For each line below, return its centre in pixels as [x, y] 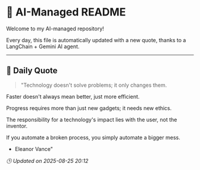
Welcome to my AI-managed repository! [55, 29]
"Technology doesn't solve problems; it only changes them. [94, 85]
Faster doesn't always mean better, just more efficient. [73, 96]
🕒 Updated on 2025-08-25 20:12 [47, 160]
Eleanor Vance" [34, 149]
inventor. [17, 126]
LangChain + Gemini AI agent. [43, 46]
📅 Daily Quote [32, 71]
